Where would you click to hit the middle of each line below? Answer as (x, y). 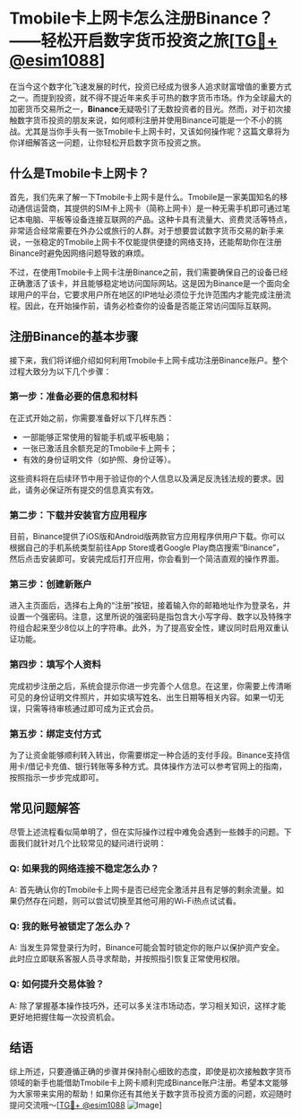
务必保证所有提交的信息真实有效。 (95, 489)
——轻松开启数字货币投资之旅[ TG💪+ (143, 41)
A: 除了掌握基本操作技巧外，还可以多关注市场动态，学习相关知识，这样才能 (148, 1005)
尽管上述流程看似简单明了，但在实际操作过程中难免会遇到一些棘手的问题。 (146, 832)
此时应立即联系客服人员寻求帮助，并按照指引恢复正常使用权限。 (127, 959)
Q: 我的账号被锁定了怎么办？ (71, 927)
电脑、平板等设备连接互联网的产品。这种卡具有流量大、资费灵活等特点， (158, 219)
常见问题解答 (45, 809)
